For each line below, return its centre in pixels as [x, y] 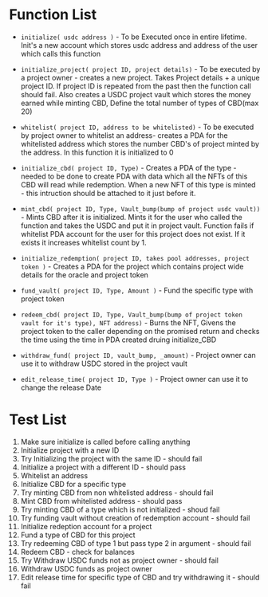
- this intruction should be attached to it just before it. [108, 193]
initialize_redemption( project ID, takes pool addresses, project [135, 258]
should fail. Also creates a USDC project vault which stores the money [136, 94]
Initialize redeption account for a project [86, 526]
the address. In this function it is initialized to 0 [97, 152]
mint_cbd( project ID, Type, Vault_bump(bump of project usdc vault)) [140, 209]
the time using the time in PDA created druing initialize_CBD [118, 340]
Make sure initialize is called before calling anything [105, 442]
